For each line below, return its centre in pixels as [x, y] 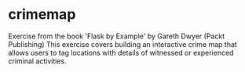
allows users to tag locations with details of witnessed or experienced [121, 52]
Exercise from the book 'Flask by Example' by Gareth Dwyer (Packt [117, 36]
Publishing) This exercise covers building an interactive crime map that [122, 44]
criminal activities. [37, 61]
